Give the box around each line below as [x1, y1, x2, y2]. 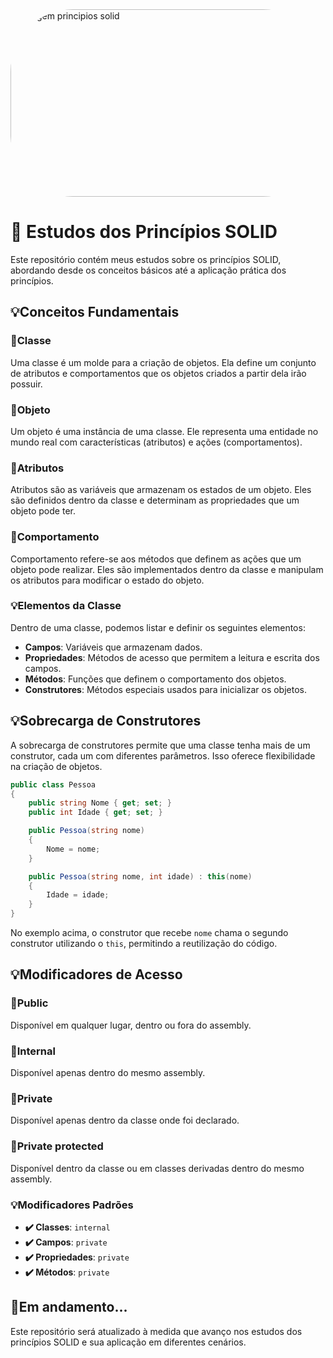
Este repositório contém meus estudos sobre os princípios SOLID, [10, 253, 282, 265]
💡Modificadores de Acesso [10, 966, 183, 983]
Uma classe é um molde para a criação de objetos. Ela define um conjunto [10, 356, 317, 368]
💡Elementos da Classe [10, 599, 122, 613]
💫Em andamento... [10, 1299, 128, 1316]
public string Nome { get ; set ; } [28, 798, 172, 808]
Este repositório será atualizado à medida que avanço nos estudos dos [10, 1325, 303, 1337]
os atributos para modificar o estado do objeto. [10, 574, 205, 586]
